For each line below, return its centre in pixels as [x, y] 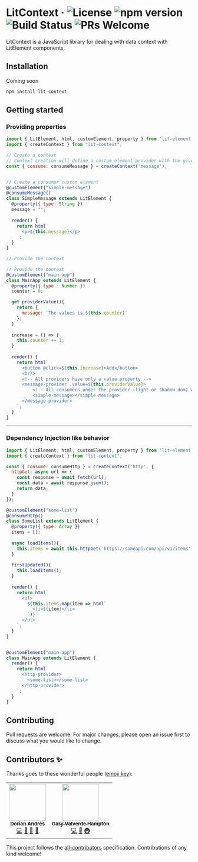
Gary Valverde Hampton [81, 824]
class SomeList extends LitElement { [52, 521]
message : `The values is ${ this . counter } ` [75, 313]
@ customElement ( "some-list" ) [42, 510]
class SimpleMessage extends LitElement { [59, 199]
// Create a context [32, 155]
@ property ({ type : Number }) [48, 286]
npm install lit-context [37, 92]
